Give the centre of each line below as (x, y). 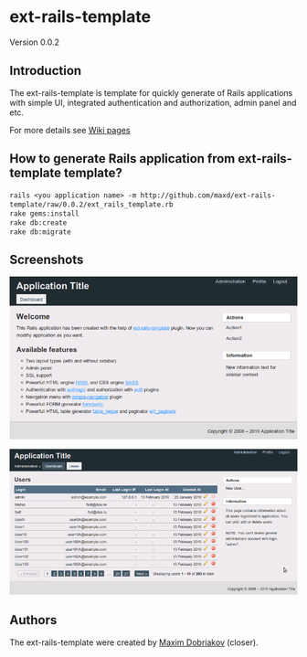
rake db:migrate (40, 232)
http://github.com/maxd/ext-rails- (208, 195)
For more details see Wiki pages (70, 130)
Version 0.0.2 (34, 42)
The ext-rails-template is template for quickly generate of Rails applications (151, 92)
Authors (33, 620)
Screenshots (47, 259)
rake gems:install (44, 213)
